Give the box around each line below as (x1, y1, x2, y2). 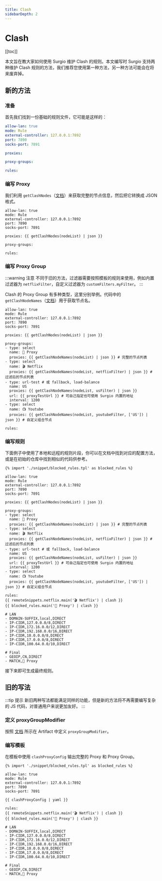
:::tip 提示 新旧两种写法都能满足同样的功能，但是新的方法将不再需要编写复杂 (5, 697, 156, 703)
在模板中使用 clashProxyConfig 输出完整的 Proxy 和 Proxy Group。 (5, 754, 137, 760)
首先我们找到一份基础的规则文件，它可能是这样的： (5, 114, 107, 120)
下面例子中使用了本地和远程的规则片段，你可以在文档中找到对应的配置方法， (5, 450, 158, 456)
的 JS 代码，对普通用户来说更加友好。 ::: (5, 703, 86, 709)
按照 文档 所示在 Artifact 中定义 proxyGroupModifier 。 (5, 728, 112, 734)
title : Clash (5, 7, 31, 12)
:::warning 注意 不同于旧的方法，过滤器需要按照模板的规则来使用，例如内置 (5, 275, 155, 281)
